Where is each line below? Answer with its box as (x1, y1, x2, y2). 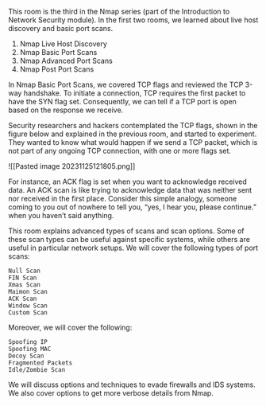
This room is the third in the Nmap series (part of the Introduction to (8, 7, 230, 16)
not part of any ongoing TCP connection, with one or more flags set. (8, 146, 232, 155)
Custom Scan (8, 309, 48, 317)
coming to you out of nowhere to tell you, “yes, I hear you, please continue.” (8, 202, 256, 212)
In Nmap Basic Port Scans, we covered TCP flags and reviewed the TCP (8, 80, 244, 89)
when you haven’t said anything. (8, 211, 114, 220)
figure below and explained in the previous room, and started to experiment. (8, 129, 257, 139)
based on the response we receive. (8, 105, 124, 115)
